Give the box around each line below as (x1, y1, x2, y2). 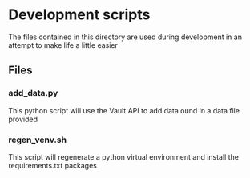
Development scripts (8, 6, 151, 24)
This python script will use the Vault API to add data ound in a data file (8, 105, 240, 115)
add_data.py (8, 88, 58, 99)
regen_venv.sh (8, 134, 67, 145)
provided (8, 114, 38, 124)
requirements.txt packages (8, 160, 98, 170)
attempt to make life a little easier (8, 40, 119, 49)
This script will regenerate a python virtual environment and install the (8, 152, 239, 161)
